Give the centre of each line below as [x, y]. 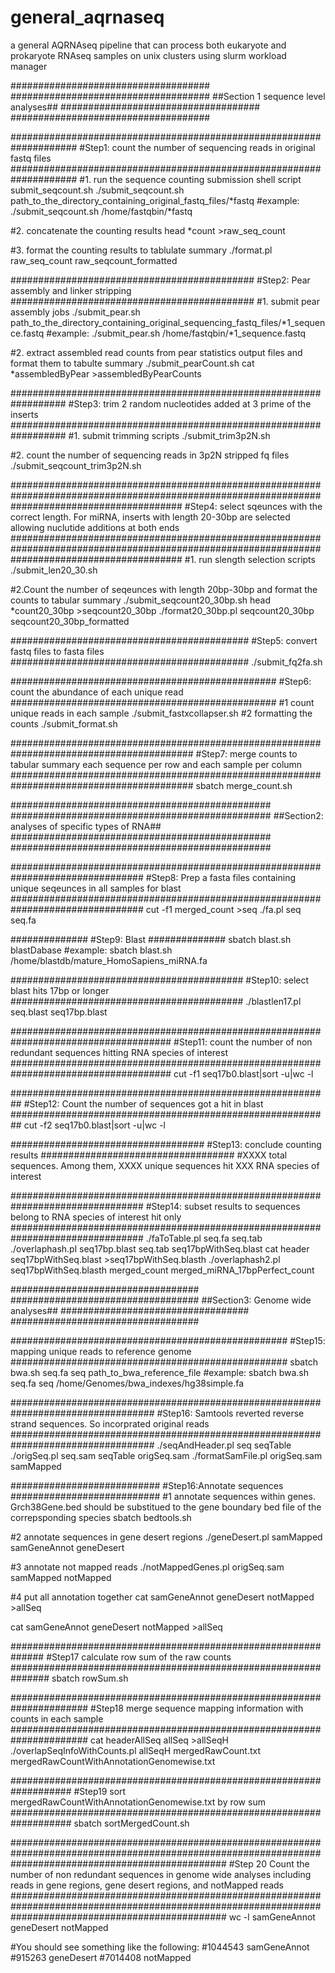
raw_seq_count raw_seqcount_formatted [94, 260]
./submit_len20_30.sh [54, 570]
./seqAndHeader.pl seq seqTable [224, 1445]
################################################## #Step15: [168, 1340]
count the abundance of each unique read [97, 692]
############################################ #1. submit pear [165, 301]
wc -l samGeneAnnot [272, 1917]
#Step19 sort [100, 1791]
